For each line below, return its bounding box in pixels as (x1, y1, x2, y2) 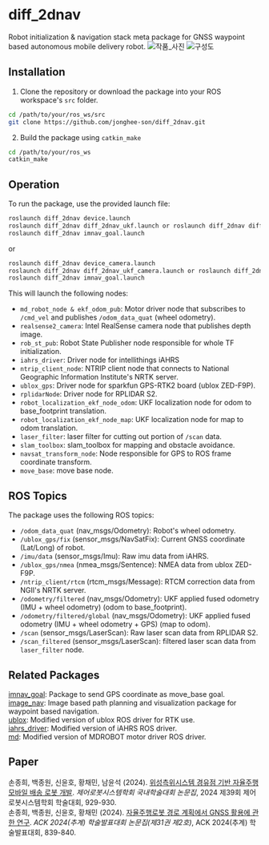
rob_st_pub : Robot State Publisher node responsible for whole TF (19, 338, 235, 348)
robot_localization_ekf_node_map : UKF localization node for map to (19, 415, 244, 425)
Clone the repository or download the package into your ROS (19, 87, 222, 96)
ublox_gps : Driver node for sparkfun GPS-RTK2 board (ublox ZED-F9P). (19, 380, 256, 390)
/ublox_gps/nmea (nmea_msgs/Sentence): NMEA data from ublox (19, 560, 234, 569)
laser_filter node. (19, 645, 85, 654)
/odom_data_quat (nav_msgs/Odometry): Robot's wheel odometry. (19, 526, 236, 536)
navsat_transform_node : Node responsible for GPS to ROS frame (19, 449, 232, 458)
